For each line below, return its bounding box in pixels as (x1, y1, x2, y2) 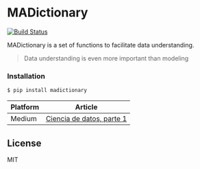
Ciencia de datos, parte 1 (45, 114, 127, 124)
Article (75, 102, 98, 112)
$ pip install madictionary (7, 87, 88, 94)
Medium (10, 114, 37, 124)
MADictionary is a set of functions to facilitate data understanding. (7, 41, 195, 49)
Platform (10, 102, 40, 112)
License (7, 137, 42, 149)
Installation (7, 71, 46, 80)
